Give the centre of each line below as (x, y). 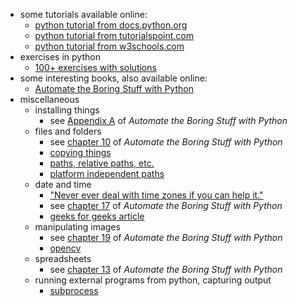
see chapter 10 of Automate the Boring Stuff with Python (166, 142)
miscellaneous (49, 99)
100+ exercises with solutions (95, 67)
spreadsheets (63, 258)
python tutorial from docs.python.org (111, 25)
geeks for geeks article (97, 216)
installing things (67, 110)
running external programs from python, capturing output (153, 280)
